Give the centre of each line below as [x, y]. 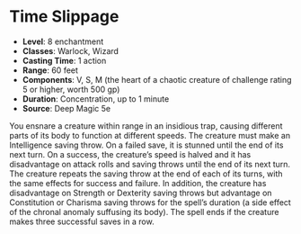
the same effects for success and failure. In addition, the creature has [138, 183]
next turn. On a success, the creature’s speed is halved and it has [130, 154]
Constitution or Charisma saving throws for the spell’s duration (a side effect [150, 202]
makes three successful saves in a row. [82, 221]
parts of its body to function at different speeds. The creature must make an [150, 135]
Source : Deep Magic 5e [66, 108]
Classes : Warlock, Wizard [71, 50]
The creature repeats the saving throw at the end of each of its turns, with [146, 174]
